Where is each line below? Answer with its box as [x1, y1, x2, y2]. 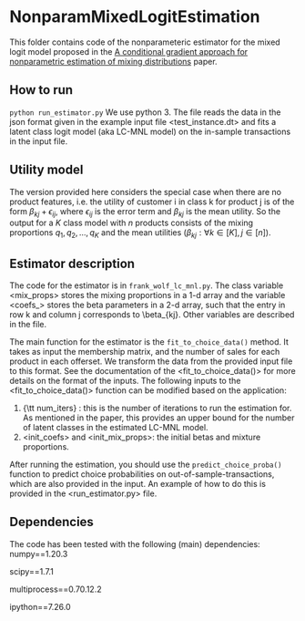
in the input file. [9, 135, 68, 147]
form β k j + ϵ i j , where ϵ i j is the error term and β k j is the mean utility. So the [9, 205, 280, 219]
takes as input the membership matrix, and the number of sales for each [9, 346, 280, 357]
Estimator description [9, 255, 135, 271]
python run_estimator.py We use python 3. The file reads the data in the [9, 107, 281, 118]
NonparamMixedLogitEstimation [9, 6, 261, 27]
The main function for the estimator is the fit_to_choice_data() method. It [9, 336, 290, 347]
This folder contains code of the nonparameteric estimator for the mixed [9, 36, 280, 47]
